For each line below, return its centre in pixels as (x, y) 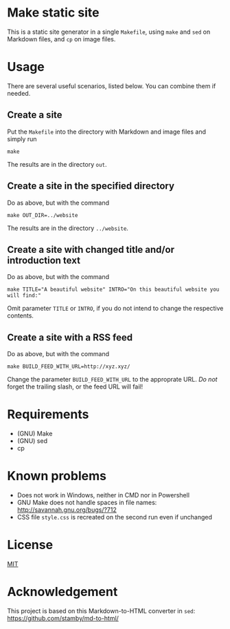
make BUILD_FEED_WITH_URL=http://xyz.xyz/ (69, 367)
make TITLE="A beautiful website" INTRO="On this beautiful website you (113, 290)
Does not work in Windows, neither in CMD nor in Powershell (103, 495)
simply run (22, 138)
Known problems (57, 476)
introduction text (44, 260)
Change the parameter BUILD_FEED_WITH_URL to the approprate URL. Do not (112, 380)
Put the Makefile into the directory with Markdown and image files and (107, 132)
